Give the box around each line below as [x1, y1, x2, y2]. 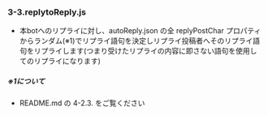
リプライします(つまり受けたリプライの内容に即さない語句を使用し [33, 46, 257, 56]
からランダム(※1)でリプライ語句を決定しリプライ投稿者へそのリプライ [19, 36, 253, 46]
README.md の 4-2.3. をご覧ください [19, 98, 145, 108]
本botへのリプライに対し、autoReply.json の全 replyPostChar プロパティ [19, 26, 262, 36]
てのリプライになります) [19, 56, 101, 66]
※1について [7, 76, 45, 86]
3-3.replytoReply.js [7, 6, 87, 18]
